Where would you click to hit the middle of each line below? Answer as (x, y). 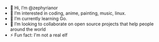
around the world (28, 29)
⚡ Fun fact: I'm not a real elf (39, 35)
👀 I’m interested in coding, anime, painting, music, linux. (68, 13)
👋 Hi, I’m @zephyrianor (34, 8)
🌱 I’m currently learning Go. (38, 18)
